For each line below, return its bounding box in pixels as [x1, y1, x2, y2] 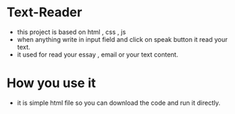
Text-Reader [6, 4, 83, 21]
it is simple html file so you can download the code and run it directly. [16, 98, 221, 107]
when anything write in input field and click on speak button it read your [16, 35, 229, 43]
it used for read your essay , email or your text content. [16, 50, 179, 59]
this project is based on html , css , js [16, 28, 126, 36]
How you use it [6, 75, 96, 91]
